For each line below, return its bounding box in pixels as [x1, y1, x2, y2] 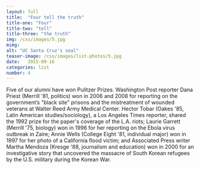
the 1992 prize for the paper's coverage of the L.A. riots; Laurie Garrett [6, 118, 181, 125]
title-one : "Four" [6, 20, 52, 26]
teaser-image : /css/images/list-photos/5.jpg [6, 53, 122, 59]
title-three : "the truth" [6, 31, 71, 37]
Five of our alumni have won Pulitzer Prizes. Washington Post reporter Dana [6, 86, 193, 93]
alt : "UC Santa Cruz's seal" [6, 48, 79, 54]
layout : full [6, 8, 39, 15]
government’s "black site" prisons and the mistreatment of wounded [6, 99, 175, 106]
